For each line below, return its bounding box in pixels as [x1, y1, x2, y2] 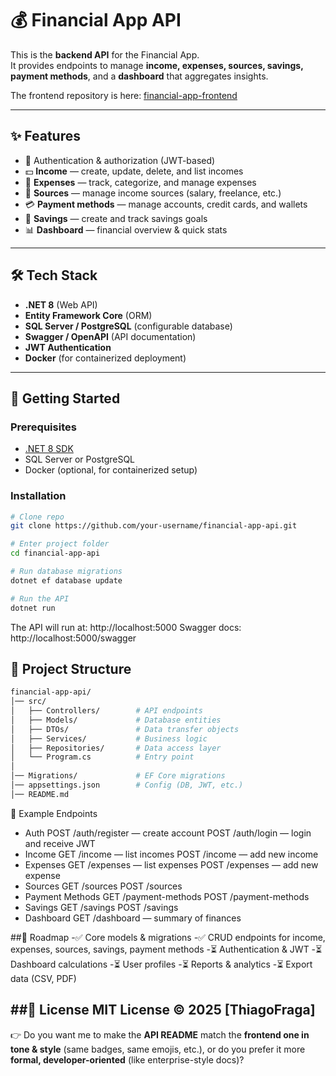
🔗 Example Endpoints [10, 807, 98, 819]
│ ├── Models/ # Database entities [10, 715, 222, 725]
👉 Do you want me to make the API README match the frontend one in [10, 1028, 310, 1041]
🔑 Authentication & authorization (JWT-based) [24, 154, 216, 166]
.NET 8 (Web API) [24, 298, 98, 311]
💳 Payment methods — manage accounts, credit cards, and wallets [24, 198, 308, 210]
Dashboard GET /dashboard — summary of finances [24, 912, 242, 924]
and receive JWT [24, 837, 96, 849]
